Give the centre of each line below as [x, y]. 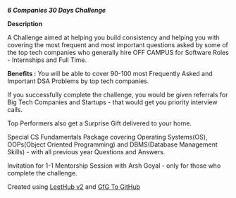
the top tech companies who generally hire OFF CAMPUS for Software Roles [118, 52]
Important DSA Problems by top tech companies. [78, 81]
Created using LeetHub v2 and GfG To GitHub [74, 187]
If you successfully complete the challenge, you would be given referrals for [118, 95]
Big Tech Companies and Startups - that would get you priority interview [112, 102]
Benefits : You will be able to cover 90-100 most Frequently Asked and [110, 74]
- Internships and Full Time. [47, 60]
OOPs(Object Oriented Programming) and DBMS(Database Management [112, 144]
